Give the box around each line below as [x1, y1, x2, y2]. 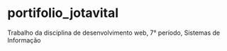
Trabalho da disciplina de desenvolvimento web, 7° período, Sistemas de [7, 28, 221, 37]
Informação [7, 35, 41, 44]
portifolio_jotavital [7, 5, 119, 21]
